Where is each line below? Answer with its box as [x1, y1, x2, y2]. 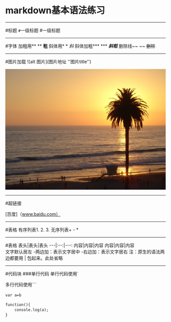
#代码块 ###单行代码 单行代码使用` [5, 270, 79, 277]
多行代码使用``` [5, 281, 37, 287]
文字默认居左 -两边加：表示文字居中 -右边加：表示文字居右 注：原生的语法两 [5, 249, 165, 255]
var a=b [5, 292, 22, 298]
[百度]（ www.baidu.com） [5, 211, 61, 217]
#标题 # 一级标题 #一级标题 [5, 27, 61, 33]
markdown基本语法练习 [5, 5, 105, 16]
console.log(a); [14, 307, 49, 312]
